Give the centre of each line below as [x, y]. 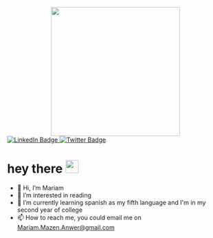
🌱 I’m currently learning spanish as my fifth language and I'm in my [111, 202]
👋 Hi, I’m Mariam [40, 188]
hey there [35, 169]
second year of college [50, 210]
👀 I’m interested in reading [54, 195]
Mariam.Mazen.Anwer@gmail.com [66, 227]
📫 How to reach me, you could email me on [79, 217]
